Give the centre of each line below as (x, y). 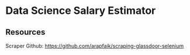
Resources (25, 32)
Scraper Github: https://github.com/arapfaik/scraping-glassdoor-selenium (95, 46)
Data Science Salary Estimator (81, 11)
